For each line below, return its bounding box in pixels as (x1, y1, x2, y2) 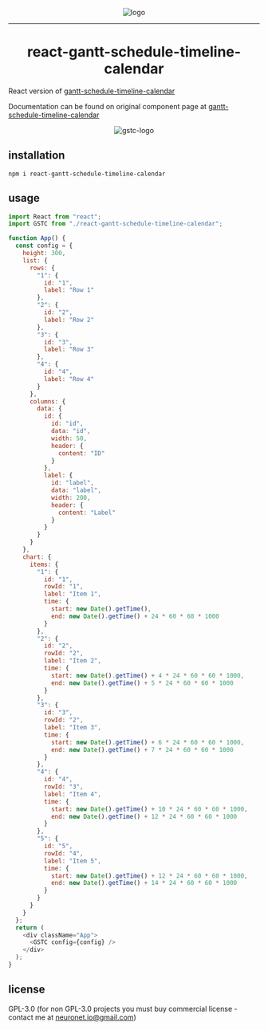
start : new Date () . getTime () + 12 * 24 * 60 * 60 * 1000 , (50, 871, 248, 880)
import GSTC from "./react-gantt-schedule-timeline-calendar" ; (8, 220, 223, 228)
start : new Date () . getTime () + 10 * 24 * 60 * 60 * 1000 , (50, 805, 248, 813)
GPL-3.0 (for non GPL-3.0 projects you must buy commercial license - (8, 1004, 238, 1013)
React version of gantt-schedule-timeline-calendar (8, 86, 175, 96)
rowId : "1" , (43, 583, 84, 591)
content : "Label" (58, 509, 116, 517)
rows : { (29, 264, 56, 272)
